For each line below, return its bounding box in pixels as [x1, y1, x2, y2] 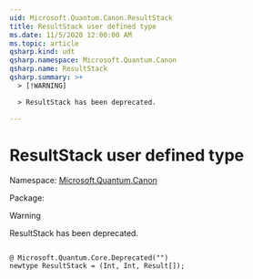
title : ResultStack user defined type [9, 22, 157, 31]
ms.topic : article [9, 38, 79, 48]
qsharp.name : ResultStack [9, 65, 107, 74]
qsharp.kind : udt [9, 47, 76, 57]
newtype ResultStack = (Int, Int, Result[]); [9, 262, 185, 271]
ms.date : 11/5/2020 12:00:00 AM [9, 30, 132, 39]
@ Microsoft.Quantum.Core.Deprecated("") [9, 253, 169, 263]
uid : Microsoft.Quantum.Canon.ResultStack [9, 13, 173, 23]
